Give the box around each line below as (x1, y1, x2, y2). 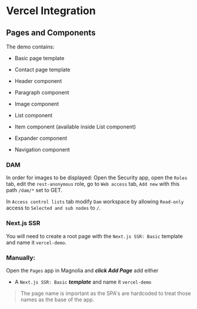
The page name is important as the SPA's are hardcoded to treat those (20, 290, 191, 297)
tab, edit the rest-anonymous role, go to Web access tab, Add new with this (6, 180, 180, 188)
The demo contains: (6, 43, 55, 50)
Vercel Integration (6, 4, 96, 18)
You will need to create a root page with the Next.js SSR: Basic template (6, 232, 183, 239)
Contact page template (14, 66, 71, 73)
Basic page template (14, 55, 65, 61)
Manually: (6, 254, 35, 262)
